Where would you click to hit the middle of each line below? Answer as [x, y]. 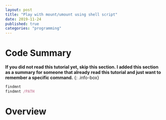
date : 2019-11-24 [23, 19]
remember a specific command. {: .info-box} [52, 77]
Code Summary [38, 53]
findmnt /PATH [20, 91]
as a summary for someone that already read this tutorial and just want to [83, 72]
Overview [26, 111]
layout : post [19, 10]
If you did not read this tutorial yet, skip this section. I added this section [82, 67]
